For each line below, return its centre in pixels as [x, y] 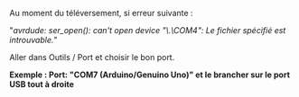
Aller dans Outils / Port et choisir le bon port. [92, 57]
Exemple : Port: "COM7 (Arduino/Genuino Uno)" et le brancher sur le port [150, 75]
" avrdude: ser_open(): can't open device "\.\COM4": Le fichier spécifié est [148, 30]
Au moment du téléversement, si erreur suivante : [101, 13]
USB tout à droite [42, 84]
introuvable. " [33, 40]
